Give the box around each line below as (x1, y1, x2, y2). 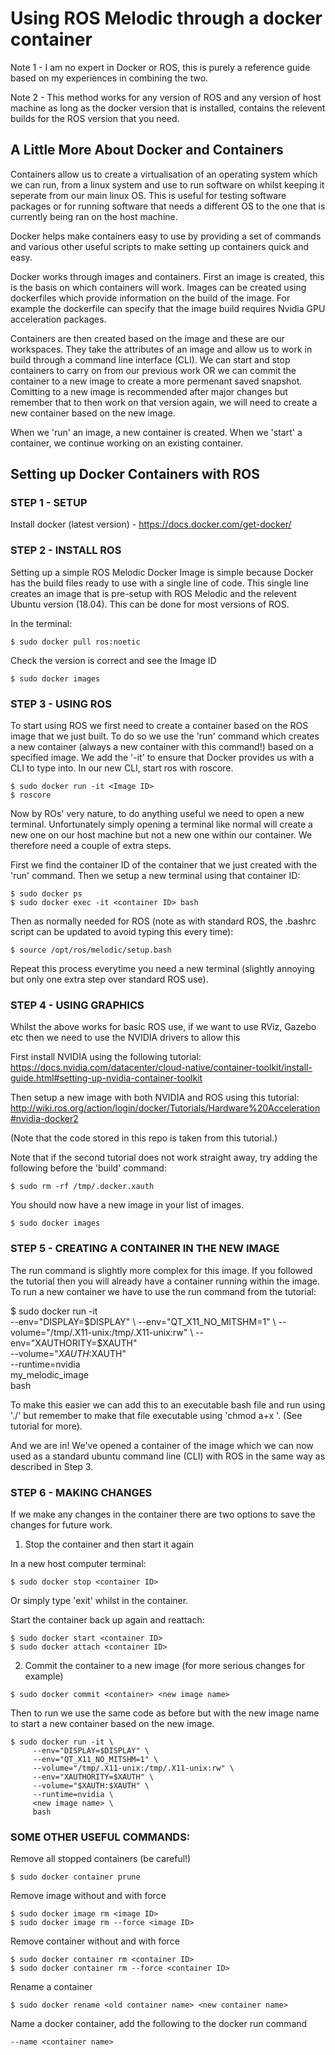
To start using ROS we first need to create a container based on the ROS (10, 720, 309, 732)
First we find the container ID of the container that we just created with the (10, 859, 318, 871)
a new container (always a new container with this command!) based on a (10, 741, 314, 753)
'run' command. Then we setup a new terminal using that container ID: (10, 870, 301, 882)
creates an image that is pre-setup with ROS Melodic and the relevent (10, 587, 297, 599)
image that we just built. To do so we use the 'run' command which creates (10, 730, 320, 742)
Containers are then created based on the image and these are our (10, 332, 285, 344)
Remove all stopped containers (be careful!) (10, 1853, 192, 1865)
